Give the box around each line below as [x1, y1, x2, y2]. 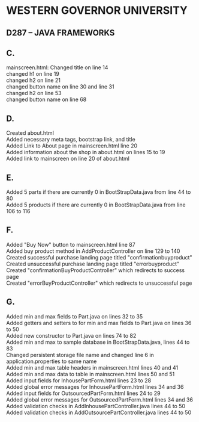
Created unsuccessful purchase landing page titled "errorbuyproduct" [6, 260, 180, 267]
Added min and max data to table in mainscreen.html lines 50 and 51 [6, 370, 175, 377]
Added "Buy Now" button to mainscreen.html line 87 [6, 241, 136, 248]
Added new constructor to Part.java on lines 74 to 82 [6, 332, 137, 339]
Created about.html [6, 129, 54, 137]
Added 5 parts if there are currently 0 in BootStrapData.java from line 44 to [6, 188, 191, 196]
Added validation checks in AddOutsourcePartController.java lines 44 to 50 [6, 409, 192, 416]
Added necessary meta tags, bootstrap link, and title [6, 136, 136, 143]
